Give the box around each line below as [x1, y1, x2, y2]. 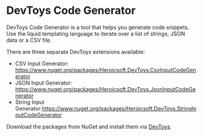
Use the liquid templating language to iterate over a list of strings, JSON [6, 30, 185, 37]
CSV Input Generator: [15, 60, 69, 67]
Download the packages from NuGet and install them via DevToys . [6, 123, 172, 130]
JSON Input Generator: [15, 79, 73, 86]
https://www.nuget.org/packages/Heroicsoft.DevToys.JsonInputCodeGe [15, 85, 196, 92]
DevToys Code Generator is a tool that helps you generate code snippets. [6, 24, 190, 31]
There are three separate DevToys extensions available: [6, 48, 145, 55]
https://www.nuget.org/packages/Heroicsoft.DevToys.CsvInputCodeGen [15, 66, 196, 73]
